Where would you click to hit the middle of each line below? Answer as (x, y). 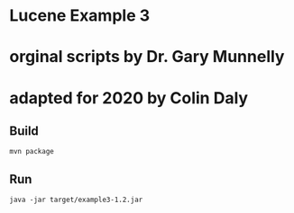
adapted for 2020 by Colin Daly (129, 98)
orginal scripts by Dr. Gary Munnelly (147, 57)
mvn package (32, 152)
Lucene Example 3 (80, 16)
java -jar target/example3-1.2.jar (76, 200)
